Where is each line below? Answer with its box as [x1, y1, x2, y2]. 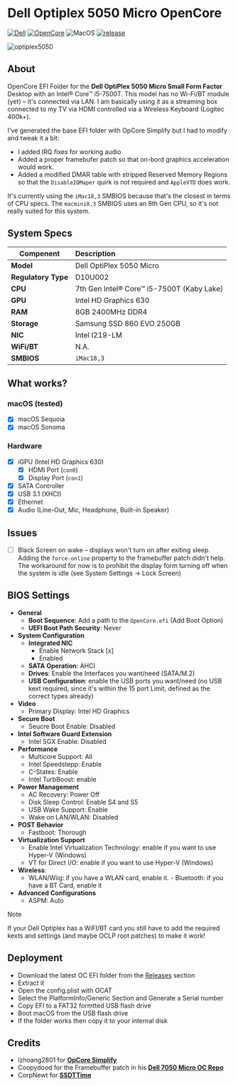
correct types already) [28, 691, 94, 700]
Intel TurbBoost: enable [28, 775, 97, 783]
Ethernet [17, 497, 43, 506]
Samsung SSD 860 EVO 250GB [75, 319, 181, 329]
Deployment [7, 952, 63, 964]
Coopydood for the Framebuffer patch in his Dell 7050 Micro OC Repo [17, 1063, 224, 1072]
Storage [11, 319, 39, 329]
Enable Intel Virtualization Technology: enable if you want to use [28, 843, 217, 852]
